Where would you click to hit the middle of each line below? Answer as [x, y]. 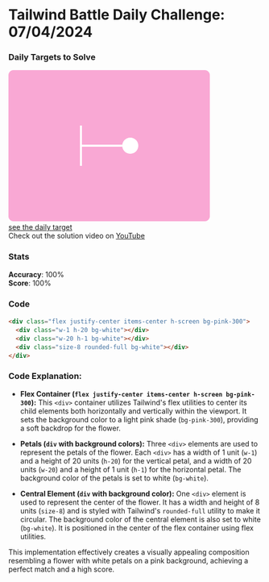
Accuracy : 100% [36, 274]
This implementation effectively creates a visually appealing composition [129, 552]
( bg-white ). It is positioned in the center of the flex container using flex [137, 528]
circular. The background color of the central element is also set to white [141, 519]
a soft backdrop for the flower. [70, 428]
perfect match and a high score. [62, 569]
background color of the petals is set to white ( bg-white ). [114, 478]
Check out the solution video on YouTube [77, 236]
